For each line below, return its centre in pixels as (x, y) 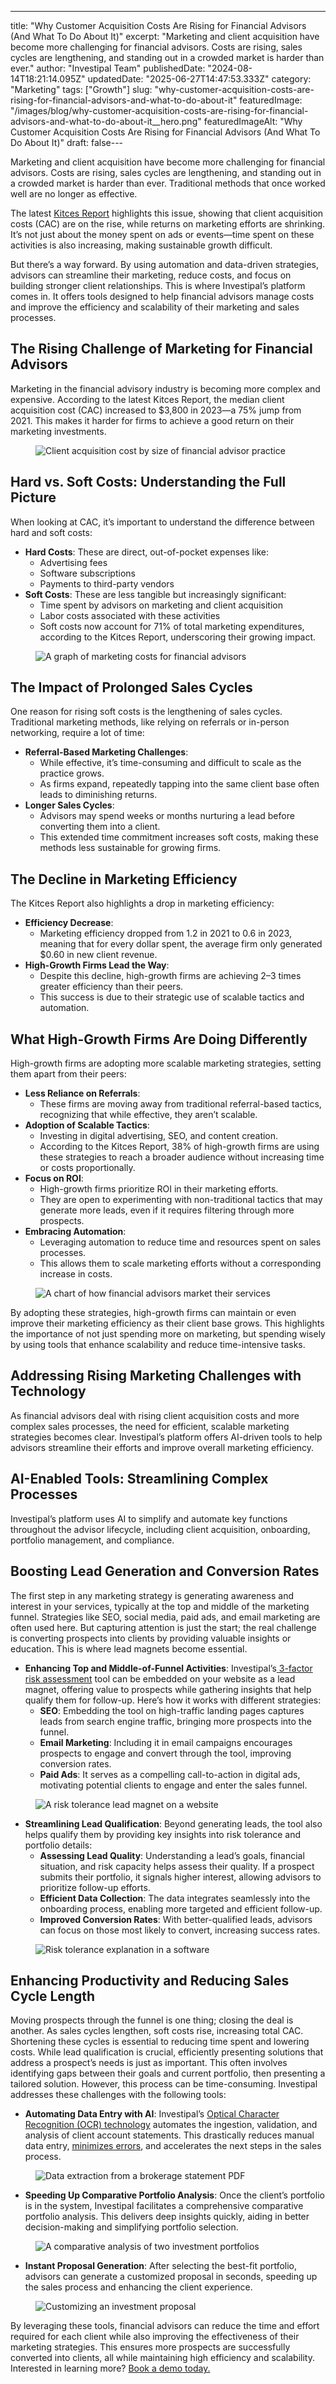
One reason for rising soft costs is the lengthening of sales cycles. (146, 712)
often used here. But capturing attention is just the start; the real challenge (163, 1627)
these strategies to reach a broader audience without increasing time (182, 1157)
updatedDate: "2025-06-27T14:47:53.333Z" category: (199, 79)
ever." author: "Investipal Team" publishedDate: (108, 68)
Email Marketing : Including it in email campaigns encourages (166, 1742)
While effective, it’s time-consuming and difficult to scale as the (170, 763)
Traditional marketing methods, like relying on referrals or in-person (150, 722)
